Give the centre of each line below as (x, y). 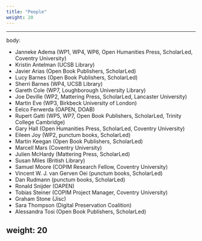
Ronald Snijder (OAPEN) (45, 186)
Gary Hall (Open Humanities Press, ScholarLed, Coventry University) (100, 128)
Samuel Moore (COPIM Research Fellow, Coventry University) (91, 166)
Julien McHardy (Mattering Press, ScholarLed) (72, 154)
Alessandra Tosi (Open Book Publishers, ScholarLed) (81, 212)
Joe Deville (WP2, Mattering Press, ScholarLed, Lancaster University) (101, 96)
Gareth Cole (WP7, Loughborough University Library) (80, 90)
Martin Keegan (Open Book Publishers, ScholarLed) (79, 141)
